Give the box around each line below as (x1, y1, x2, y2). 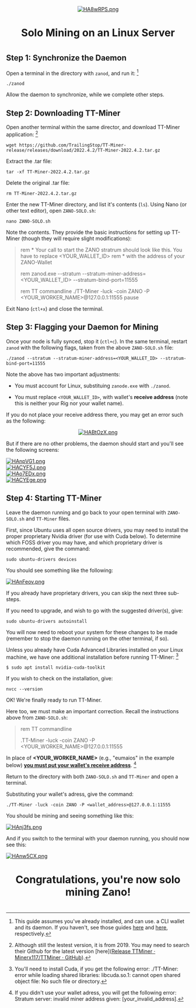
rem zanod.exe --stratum (20, 270, 81, 277)
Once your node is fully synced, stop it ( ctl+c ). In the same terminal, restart (6, 338, 188, 345)
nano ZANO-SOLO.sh (6, 218, 51, 224)
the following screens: (6, 446, 60, 453)
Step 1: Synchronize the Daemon (6, 53, 127, 63)
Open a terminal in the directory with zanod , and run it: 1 (6, 69, 139, 77)
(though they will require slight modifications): (21, 234, 132, 242)
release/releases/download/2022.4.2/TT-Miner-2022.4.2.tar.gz (6, 147, 160, 153)
